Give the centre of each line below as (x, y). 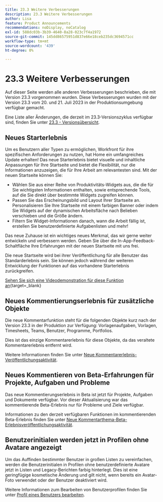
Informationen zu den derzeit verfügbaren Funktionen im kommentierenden (81, 414)
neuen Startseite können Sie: (34, 175)
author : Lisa (18, 19)
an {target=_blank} (23, 286)
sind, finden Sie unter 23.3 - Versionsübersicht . (52, 122)
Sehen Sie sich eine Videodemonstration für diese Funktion (64, 280)
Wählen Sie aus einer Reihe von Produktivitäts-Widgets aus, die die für (83, 185)
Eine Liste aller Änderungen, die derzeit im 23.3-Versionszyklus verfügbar (79, 117)
